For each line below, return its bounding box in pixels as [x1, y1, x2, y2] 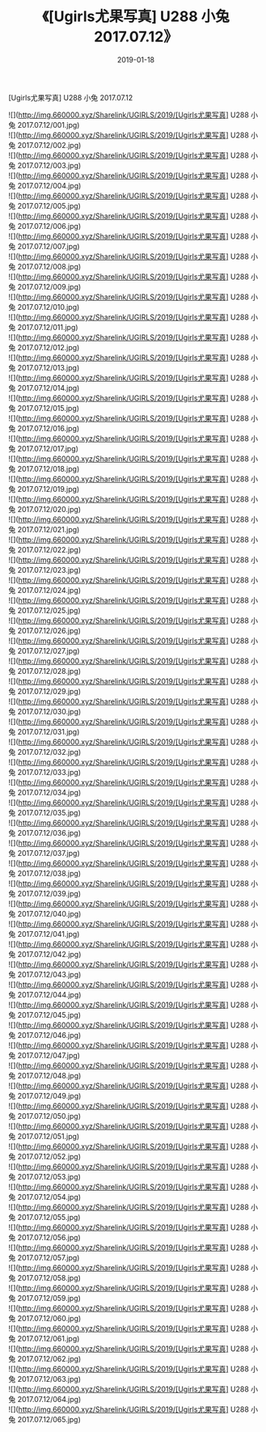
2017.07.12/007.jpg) [17, 241, 80, 251]
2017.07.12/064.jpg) [17, 1394, 82, 1404]
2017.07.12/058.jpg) [17, 1273, 81, 1282]
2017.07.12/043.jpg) [17, 969, 82, 979]
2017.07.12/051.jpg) [17, 1131, 80, 1141]
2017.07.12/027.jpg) [17, 646, 80, 655]
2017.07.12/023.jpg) [17, 565, 82, 574]
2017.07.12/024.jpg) [17, 585, 82, 595]
